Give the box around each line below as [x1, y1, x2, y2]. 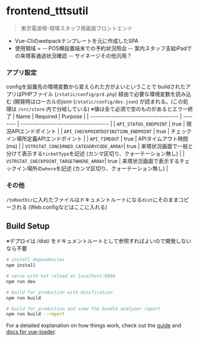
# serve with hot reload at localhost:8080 [6, 273, 116, 279]
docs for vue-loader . [6, 329, 56, 336]
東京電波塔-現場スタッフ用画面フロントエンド [20, 24, 133, 32]
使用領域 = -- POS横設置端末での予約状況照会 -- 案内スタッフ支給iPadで [14, 45, 192, 52]
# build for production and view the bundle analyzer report [6, 305, 161, 312]
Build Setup [6, 221, 50, 231]
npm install [6, 262, 36, 268]
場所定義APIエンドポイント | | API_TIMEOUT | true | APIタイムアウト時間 [16, 135, 188, 142]
